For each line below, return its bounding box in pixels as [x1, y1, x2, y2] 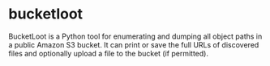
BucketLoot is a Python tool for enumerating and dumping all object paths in [8, 31, 263, 41]
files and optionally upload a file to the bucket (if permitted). [8, 48, 209, 58]
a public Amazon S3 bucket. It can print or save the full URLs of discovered [8, 39, 259, 49]
